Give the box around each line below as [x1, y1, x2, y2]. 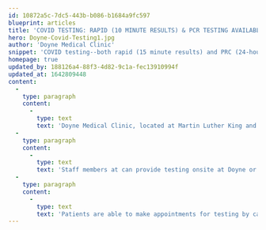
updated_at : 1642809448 [8, 70, 87, 78]
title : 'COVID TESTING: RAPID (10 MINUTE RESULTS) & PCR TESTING [8, 26, 228, 34]
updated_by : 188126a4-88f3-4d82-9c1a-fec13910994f [8, 63, 179, 71]
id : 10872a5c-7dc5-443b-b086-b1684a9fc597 [8, 11, 150, 20]
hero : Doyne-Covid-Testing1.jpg [8, 33, 115, 42]
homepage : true [8, 56, 59, 64]
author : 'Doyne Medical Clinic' [8, 41, 115, 49]
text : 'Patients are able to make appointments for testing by [36, 210, 249, 218]
